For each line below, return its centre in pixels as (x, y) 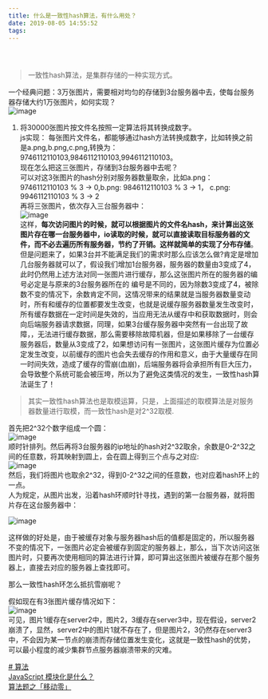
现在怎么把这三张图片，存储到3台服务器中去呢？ (99, 168)
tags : (17, 30)
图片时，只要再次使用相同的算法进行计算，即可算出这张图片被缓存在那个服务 (134, 558)
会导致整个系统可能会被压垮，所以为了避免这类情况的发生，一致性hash (136, 374)
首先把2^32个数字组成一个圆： (59, 428)
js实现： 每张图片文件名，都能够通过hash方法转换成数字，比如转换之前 (136, 137)
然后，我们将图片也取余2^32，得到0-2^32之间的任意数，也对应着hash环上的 (134, 475)
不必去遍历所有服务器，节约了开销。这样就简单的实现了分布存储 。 (149, 244)
